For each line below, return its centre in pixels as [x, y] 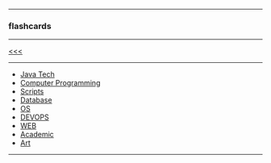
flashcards [30, 26]
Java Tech [37, 74]
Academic [37, 135]
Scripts [32, 92]
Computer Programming [60, 83]
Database [36, 100]
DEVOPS [35, 117]
